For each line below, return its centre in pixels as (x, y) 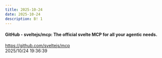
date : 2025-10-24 (23, 14)
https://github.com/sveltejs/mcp (38, 45)
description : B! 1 (24, 19)
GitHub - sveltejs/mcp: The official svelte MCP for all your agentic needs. (81, 34)
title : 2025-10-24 (24, 10)
